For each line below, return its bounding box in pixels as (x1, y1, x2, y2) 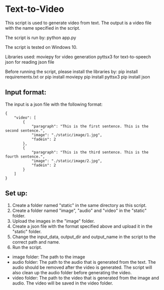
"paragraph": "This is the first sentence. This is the (31, 124, 149, 129)
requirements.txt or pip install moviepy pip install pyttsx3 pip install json (5, 74, 150, 80)
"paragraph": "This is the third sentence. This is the (31, 150, 149, 155)
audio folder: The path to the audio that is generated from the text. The (12, 259, 156, 265)
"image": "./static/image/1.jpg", (31, 132, 102, 137)
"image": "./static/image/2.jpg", (31, 158, 102, 164)
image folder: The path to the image (12, 253, 85, 260)
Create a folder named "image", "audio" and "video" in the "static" (12, 207, 147, 213)
